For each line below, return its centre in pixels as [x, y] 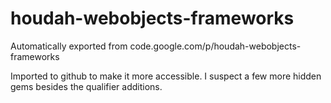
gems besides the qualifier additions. [86, 86]
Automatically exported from [69, 46]
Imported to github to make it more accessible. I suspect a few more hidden [166, 76]
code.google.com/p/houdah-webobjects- [215, 46]
